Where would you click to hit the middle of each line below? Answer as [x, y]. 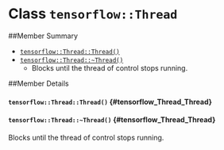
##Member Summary [43, 36]
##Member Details [39, 83]
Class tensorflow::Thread [93, 14]
